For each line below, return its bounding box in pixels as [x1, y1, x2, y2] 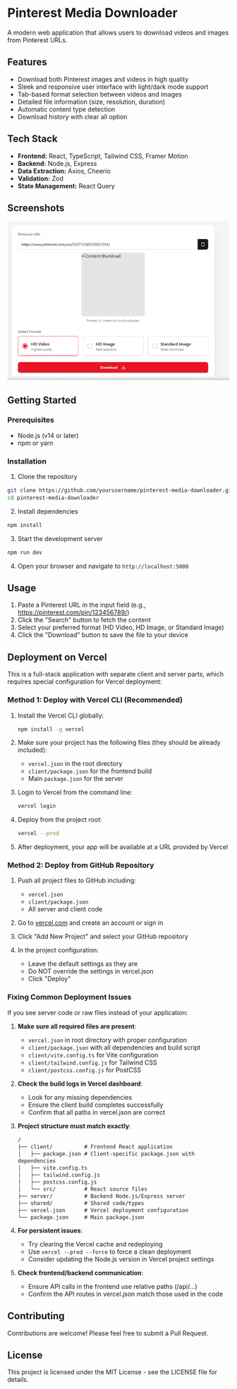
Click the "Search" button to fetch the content [17, 616, 151, 624]
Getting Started [7, 394, 77, 406]
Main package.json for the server [28, 775, 123, 783]
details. [7, 1376, 29, 1384]
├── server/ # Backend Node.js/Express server [17, 1192, 186, 1200]
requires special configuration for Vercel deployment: [7, 677, 162, 686]
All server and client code [28, 905, 103, 914]
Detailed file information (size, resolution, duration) [17, 97, 166, 106]
